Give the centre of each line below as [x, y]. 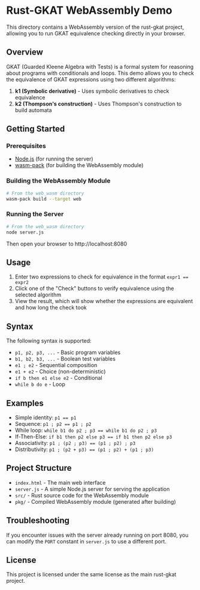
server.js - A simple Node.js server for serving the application [92, 489]
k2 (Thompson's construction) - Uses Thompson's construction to [98, 104]
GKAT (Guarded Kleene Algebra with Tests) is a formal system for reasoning [100, 66]
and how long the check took [51, 308]
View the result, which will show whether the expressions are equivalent [104, 301]
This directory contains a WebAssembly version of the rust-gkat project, [95, 27]
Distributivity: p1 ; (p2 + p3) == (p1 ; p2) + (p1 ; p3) [84, 449]
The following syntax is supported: [49, 341]
